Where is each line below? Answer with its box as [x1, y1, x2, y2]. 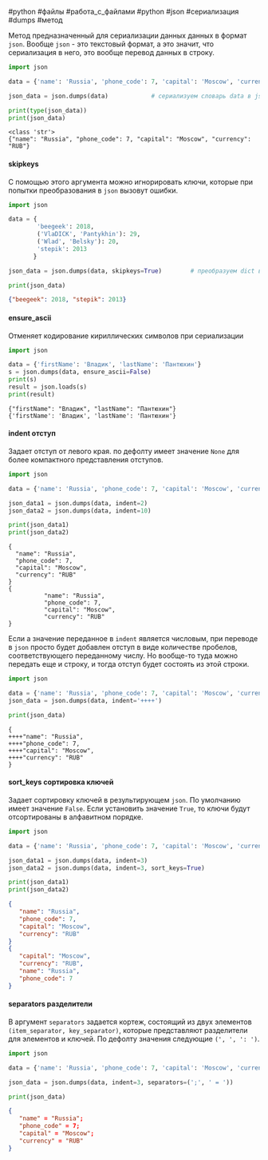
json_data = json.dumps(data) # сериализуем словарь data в [8, 92, 251, 100]
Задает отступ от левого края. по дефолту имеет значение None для [8, 446, 239, 456]
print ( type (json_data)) [8, 106, 88, 114]
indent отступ [8, 429, 56, 438]
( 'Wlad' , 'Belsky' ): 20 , [37, 237, 120, 246]
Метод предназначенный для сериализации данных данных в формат [8, 31, 247, 40]
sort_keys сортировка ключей [8, 777, 114, 787]
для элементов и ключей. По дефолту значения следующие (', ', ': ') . [8, 1034, 260, 1043]
